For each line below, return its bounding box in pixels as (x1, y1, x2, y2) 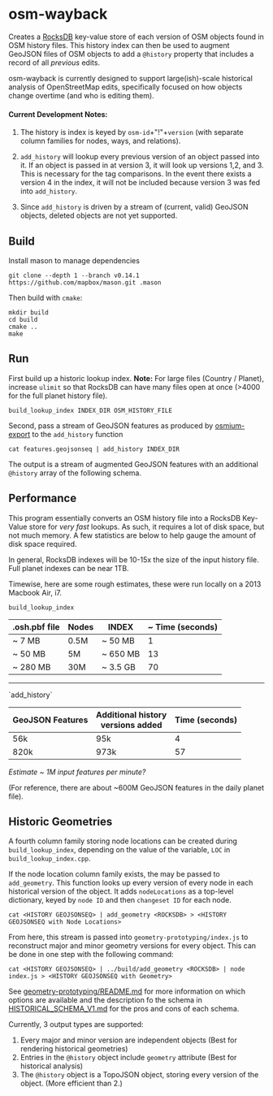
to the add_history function (32, 429, 123, 439)
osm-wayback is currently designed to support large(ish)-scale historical (8, 73, 253, 83)
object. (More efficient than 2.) (19, 1078, 123, 1089)
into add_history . (19, 186, 78, 196)
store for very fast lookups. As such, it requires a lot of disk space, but (28, 522, 265, 531)
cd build (8, 315, 38, 323)
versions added (100, 719, 162, 730)
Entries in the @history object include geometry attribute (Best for (19, 1053, 237, 1063)
